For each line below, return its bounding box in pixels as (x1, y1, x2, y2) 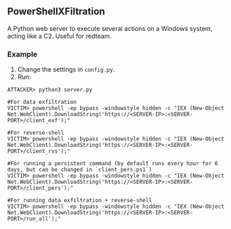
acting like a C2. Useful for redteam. (7, 32, 112, 40)
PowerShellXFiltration (7, 6, 105, 18)
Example (7, 49, 38, 59)
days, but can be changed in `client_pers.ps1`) (7, 166, 152, 174)
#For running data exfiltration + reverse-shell (7, 197, 152, 204)
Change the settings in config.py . (17, 65, 115, 74)
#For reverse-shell (7, 129, 65, 136)
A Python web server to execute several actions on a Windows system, (7, 24, 213, 32)
